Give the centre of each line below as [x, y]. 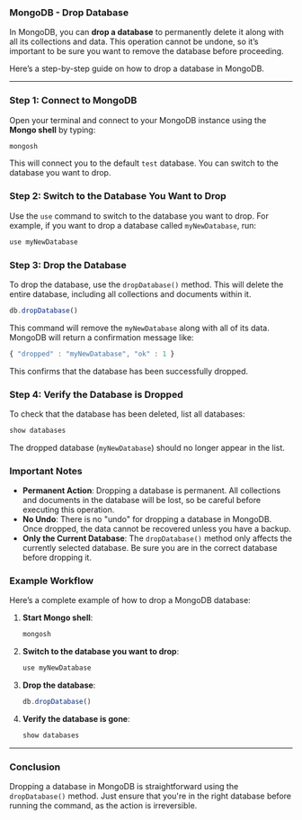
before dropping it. [57, 558]
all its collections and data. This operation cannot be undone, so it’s [134, 41]
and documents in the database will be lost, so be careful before [142, 500]
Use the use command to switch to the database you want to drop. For [139, 216]
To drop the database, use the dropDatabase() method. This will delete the [147, 284]
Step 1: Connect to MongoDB [73, 101]
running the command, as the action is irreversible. [103, 806]
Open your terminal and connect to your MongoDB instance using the [138, 120]
